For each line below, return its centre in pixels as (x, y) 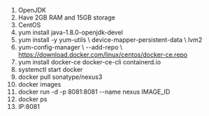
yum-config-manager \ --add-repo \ (70, 47)
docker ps (33, 99)
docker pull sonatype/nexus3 (60, 77)
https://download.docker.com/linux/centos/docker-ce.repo (103, 55)
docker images (39, 84)
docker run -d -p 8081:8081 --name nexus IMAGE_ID (94, 92)
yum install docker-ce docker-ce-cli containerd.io (89, 62)
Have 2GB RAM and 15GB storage (67, 17)
